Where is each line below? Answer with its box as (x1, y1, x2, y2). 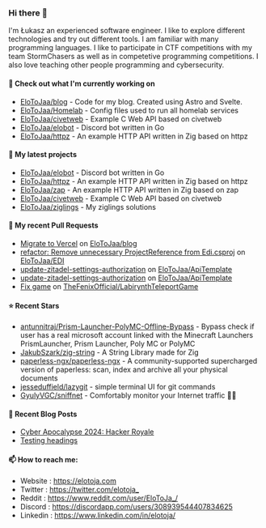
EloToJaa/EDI (19, 255, 65, 266)
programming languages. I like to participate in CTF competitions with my (8, 43, 253, 53)
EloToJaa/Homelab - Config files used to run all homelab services (19, 105, 239, 115)
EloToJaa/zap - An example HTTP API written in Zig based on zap (19, 185, 239, 194)
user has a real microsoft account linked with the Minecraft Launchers (19, 330, 253, 340)
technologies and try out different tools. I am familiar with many (8, 34, 219, 44)
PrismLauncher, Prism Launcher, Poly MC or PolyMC (19, 339, 196, 349)
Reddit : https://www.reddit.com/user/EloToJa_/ (19, 493, 179, 503)
